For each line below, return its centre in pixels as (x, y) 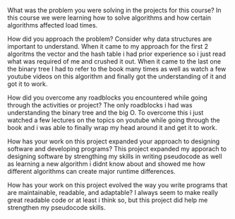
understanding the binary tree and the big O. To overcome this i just (106, 113)
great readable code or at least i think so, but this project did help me (108, 200)
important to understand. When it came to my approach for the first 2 (108, 46)
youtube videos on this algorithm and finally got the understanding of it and (117, 76)
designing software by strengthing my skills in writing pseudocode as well (115, 156)
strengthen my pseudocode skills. (56, 207)
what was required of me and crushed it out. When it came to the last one (114, 61)
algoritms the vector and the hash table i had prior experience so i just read (116, 54)
